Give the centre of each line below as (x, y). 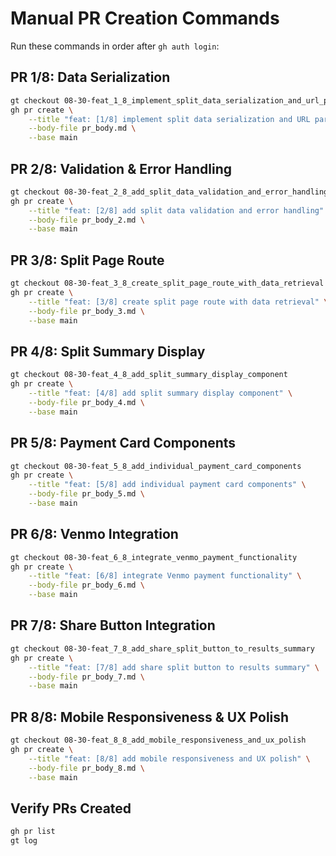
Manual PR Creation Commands (145, 18)
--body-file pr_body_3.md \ (86, 311)
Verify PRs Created (71, 808)
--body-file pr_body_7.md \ (86, 677)
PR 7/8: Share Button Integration (113, 625)
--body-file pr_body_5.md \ (86, 494)
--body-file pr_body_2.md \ (86, 220)
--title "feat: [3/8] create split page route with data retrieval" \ (178, 302)
